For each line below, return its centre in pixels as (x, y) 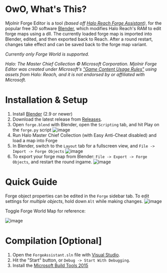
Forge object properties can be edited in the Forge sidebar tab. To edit (77, 196)
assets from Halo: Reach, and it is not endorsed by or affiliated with (75, 74)
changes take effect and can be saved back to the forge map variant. (76, 44)
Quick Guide (31, 182)
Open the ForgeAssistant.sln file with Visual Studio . (66, 254)
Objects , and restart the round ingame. (52, 162)
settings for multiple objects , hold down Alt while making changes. (74, 201)
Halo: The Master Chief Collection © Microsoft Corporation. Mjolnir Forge (81, 64)
